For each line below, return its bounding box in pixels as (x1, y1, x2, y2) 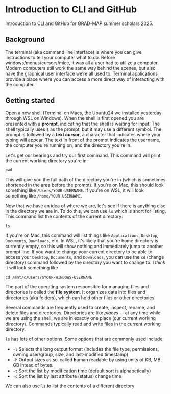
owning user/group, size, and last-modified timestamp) (12, 351, 129, 357)
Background (5, 35, 45, 44)
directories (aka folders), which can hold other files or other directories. (5, 294, 156, 301)
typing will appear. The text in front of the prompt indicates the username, (5, 137, 161, 143)
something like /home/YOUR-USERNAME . (5, 192, 82, 199)
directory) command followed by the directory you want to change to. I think (5, 259, 166, 265)
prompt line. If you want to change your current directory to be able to (5, 249, 153, 255)
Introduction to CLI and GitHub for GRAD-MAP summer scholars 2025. (5, 20, 153, 27)
